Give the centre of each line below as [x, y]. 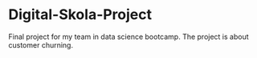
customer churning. [41, 44]
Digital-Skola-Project [80, 15]
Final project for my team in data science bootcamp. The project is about [128, 37]
